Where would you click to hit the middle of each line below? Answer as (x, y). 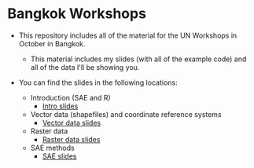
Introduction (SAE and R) (70, 97)
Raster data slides (71, 139)
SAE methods (53, 148)
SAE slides (59, 156)
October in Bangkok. (52, 43)
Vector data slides (72, 122)
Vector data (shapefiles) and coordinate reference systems (126, 114)
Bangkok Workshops (77, 14)
